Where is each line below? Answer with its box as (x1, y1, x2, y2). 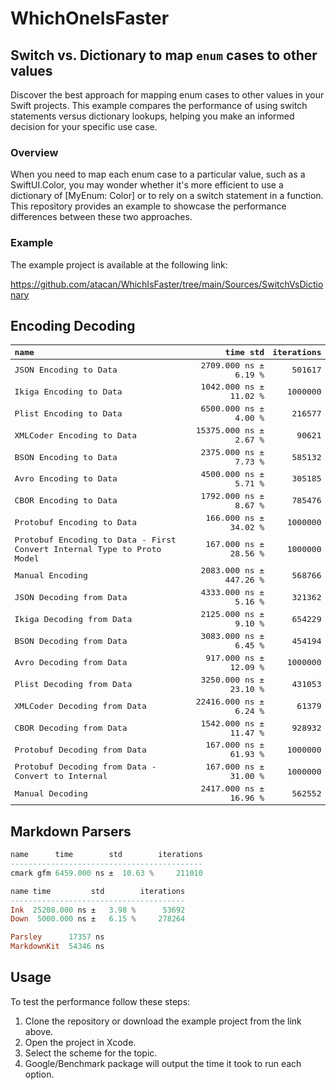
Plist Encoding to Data (14, 408, 123, 419)
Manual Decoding (14, 788, 88, 799)
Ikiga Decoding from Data (14, 613, 133, 624)
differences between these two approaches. (10, 211, 193, 223)
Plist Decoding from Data (14, 679, 133, 690)
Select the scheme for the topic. (24, 1047, 158, 1059)
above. (24, 1025, 54, 1037)
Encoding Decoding (10, 317, 136, 334)
